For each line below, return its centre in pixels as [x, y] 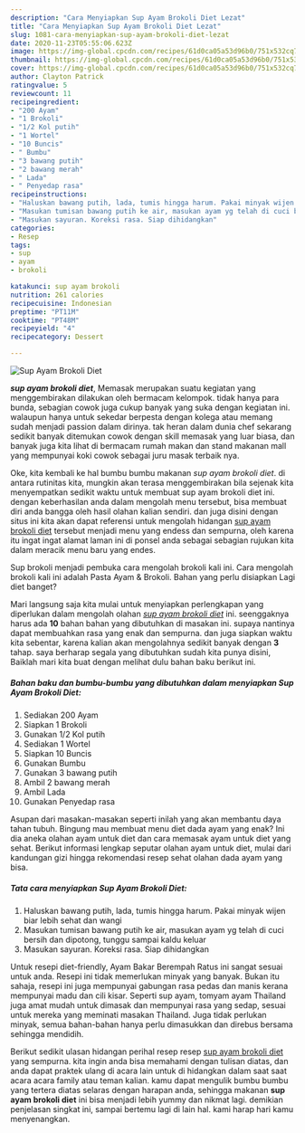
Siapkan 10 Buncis [57, 753]
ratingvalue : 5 [39, 85]
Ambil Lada [44, 792]
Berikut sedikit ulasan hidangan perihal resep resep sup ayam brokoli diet [147, 1052]
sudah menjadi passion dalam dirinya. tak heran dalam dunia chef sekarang [151, 427]
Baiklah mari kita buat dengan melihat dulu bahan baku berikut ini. [133, 662]
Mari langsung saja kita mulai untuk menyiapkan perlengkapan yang [137, 604]
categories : [33, 228]
